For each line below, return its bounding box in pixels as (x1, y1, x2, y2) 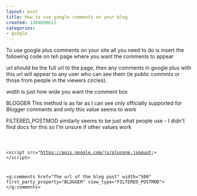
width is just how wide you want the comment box (6, 88, 128, 95)
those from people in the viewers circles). (6, 77, 107, 84)
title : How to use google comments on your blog (6, 14, 128, 20)
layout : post (6, 8, 38, 15)
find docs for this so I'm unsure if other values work (6, 124, 132, 131)
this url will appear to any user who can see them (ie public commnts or (6, 71, 180, 78)
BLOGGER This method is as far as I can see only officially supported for (6, 99, 182, 107)
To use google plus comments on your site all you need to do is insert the (6, 46, 185, 54)
